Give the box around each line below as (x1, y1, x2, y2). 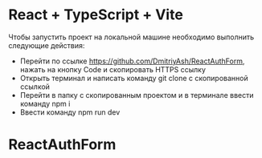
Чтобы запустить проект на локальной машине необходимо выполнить (8, 32, 255, 42)
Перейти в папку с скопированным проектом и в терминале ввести (19, 90, 254, 99)
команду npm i (19, 99, 71, 108)
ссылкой (19, 82, 51, 91)
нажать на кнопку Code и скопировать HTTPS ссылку (19, 64, 207, 74)
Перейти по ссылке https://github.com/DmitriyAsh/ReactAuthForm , (19, 56, 245, 66)
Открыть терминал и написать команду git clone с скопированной (19, 73, 249, 83)
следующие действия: (8, 40, 85, 50)
